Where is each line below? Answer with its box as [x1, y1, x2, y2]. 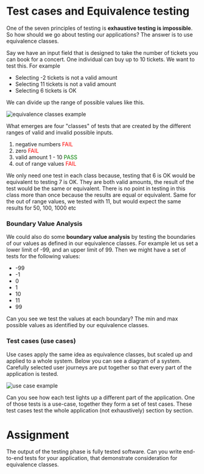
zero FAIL [15, 147, 40, 154]
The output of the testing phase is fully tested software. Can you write [6, 448, 182, 455]
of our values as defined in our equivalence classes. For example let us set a [6, 239, 199, 247]
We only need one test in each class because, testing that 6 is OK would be [6, 172, 195, 179]
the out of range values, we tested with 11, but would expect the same [6, 197, 181, 205]
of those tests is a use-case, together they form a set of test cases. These [6, 400, 192, 408]
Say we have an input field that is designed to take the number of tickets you [6, 49, 199, 56]
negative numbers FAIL [15, 140, 73, 147]
